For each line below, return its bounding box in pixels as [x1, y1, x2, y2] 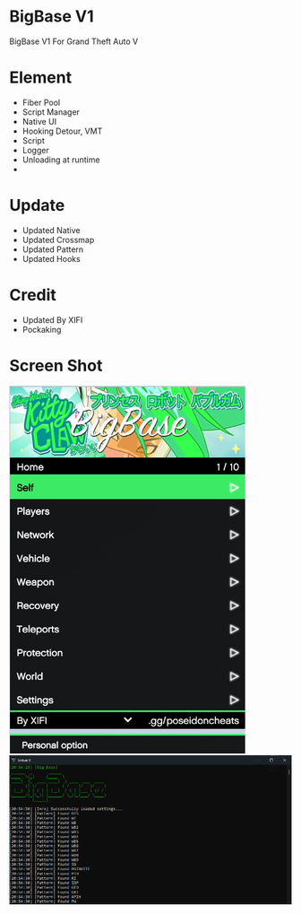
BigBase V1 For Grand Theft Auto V [9, 36, 139, 47]
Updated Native [21, 224, 81, 235]
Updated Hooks [21, 253, 81, 264]
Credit [9, 285, 56, 305]
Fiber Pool [21, 97, 61, 108]
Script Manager [21, 106, 81, 118]
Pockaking [21, 324, 62, 335]
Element [9, 67, 73, 88]
